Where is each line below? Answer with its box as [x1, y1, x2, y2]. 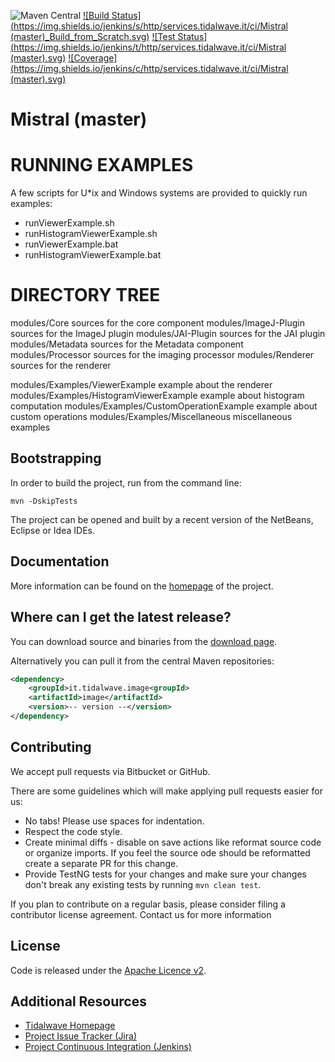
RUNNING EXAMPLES [10, 154, 194, 177]
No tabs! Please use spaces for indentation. [24, 815, 205, 827]
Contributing [10, 739, 92, 756]
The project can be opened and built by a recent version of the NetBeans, [10, 513, 314, 525]
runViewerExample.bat [24, 238, 119, 250]
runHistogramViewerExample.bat [24, 249, 162, 261]
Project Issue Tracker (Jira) [24, 1030, 137, 1042]
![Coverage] [68, 52, 118, 64]
